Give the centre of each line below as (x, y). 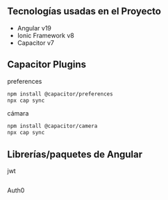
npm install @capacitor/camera (52, 126)
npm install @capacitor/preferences (60, 94)
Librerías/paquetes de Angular (75, 154)
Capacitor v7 (35, 43)
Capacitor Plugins (47, 65)
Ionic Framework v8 (45, 35)
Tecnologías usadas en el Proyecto (84, 11)
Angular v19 (34, 28)
